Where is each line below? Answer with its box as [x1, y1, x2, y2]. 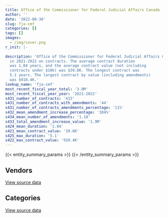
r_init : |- [5, 45, 28, 50]
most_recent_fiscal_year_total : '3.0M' [5, 86, 88, 92]
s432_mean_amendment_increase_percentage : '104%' [5, 110, 111, 115]
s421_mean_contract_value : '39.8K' [5, 128, 79, 133]
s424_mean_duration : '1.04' [5, 124, 64, 129]
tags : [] [5, 31, 23, 36]
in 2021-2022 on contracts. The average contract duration [9, 59, 135, 64]
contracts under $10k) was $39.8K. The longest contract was [9, 68, 140, 73]
